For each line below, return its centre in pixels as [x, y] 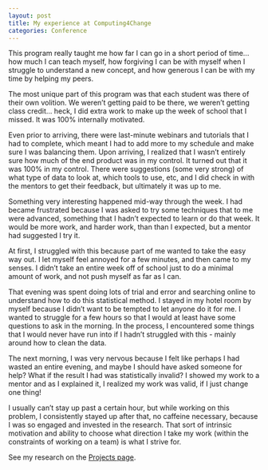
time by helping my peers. [51, 79]
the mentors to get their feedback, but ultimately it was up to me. [115, 186]
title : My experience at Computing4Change [80, 23]
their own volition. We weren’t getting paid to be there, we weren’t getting [129, 103]
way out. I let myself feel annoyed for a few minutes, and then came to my [130, 260]
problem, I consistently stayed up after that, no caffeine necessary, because [133, 416]
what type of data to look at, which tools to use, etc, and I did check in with [132, 177]
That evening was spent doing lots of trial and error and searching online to [132, 292]
